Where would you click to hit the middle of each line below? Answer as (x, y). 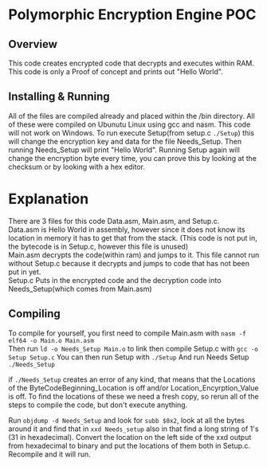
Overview (33, 44)
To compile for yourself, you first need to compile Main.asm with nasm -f (127, 333)
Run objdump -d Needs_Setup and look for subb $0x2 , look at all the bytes (127, 420)
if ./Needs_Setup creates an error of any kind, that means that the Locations (132, 379)
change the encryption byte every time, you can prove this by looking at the (133, 158)
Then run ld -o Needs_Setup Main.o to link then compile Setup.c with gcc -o (133, 348)
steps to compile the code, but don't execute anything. (98, 405)
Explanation (49, 199)
